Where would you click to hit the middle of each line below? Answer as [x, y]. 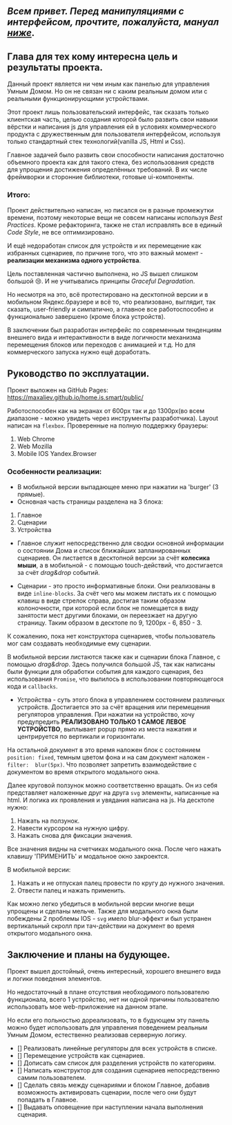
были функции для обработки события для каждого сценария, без [105, 671]
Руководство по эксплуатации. [78, 373]
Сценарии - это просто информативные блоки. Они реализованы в [116, 586]
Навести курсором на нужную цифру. [73, 828]
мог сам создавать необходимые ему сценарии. [79, 643]
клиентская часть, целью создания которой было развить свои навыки [113, 120]
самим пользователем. [51, 1078]
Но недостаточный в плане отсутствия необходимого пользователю [108, 992]
